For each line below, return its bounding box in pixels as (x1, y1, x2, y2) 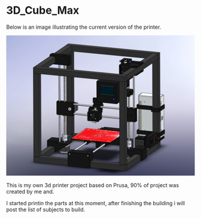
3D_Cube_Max (6, 4, 80, 17)
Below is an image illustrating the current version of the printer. (6, 23, 162, 31)
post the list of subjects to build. (6, 206, 86, 213)
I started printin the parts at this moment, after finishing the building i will (6, 199, 185, 206)
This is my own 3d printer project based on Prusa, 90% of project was (6, 181, 179, 188)
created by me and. (6, 188, 54, 195)
